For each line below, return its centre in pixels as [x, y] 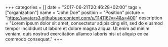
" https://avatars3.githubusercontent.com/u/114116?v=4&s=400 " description [84, 18]
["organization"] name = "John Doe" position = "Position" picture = [75, 12]
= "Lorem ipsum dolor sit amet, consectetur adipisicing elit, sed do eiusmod [84, 23]
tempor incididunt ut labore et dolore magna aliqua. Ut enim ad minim [77, 28]
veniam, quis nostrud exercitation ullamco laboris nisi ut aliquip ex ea [77, 34]
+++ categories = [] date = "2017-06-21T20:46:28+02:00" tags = [73, 7]
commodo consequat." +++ [34, 39]
